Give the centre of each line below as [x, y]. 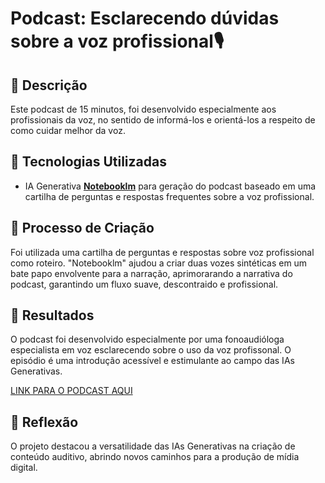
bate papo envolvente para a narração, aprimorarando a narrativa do [151, 273]
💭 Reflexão [44, 422]
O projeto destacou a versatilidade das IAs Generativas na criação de [153, 446]
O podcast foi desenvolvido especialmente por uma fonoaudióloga [147, 339]
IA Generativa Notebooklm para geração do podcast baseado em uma [170, 186]
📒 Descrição [49, 85]
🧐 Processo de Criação [82, 228]
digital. [24, 468]
